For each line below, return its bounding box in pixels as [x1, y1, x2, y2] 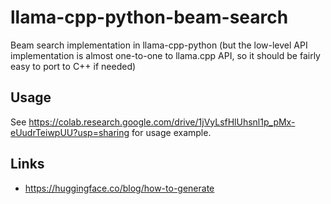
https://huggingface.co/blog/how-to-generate [24, 182, 215, 194]
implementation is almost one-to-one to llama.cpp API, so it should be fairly [10, 49, 321, 61]
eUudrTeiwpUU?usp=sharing [10, 126, 130, 138]
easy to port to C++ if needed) [10, 60, 137, 72]
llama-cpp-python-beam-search [10, 6, 289, 29]
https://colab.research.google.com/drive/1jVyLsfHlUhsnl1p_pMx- [28, 116, 296, 128]
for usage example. [131, 126, 212, 138]
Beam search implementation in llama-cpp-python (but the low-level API [10, 39, 308, 51]
